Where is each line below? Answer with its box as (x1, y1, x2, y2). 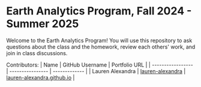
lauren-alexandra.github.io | (6, 74, 75, 81)
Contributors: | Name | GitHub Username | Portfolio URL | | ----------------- (6, 61, 193, 68)
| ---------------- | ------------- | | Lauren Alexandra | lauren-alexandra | (6, 67, 186, 74)
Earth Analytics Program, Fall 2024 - (6, 4, 192, 18)
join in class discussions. (6, 49, 68, 56)
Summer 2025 (6, 17, 79, 31)
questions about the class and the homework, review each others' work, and (6, 43, 196, 50)
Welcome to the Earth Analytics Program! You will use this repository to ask (6, 37, 193, 44)
